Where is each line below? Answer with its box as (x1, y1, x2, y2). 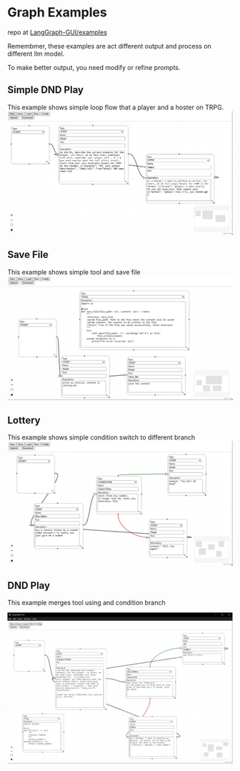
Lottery (7, 414, 41, 426)
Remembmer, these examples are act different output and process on (7, 41, 212, 50)
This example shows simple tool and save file (7, 267, 141, 276)
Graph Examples (7, 4, 107, 21)
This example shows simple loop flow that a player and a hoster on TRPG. (7, 103, 224, 111)
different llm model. (7, 49, 65, 58)
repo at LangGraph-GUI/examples (7, 28, 107, 36)
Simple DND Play (7, 84, 84, 96)
